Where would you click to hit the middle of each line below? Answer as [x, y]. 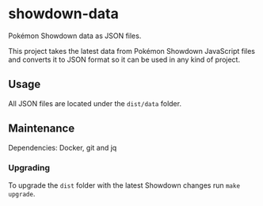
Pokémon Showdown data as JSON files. [75, 36]
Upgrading [29, 168]
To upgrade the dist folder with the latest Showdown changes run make [124, 185]
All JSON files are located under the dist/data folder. [95, 103]
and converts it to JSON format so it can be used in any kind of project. [124, 59]
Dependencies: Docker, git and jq [63, 147]
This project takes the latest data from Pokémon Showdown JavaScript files [132, 51]
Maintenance [42, 129]
